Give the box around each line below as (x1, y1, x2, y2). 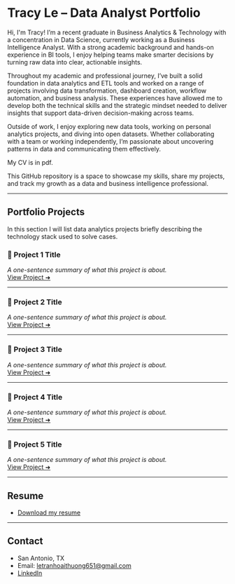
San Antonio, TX (17, 554, 65, 562)
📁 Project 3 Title (7, 345, 63, 355)
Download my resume (17, 508, 81, 517)
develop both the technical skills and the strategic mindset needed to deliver (7, 101, 227, 109)
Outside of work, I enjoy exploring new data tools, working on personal (7, 122, 211, 130)
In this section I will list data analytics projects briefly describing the (7, 224, 203, 233)
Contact (7, 535, 43, 548)
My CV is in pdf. (7, 158, 54, 166)
